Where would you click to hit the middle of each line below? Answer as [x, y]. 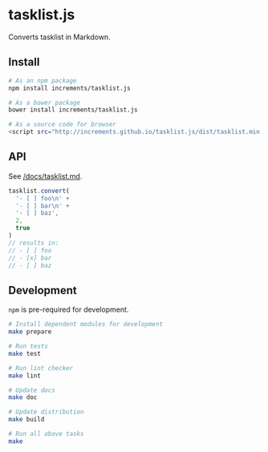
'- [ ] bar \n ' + [43, 206]
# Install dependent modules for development [85, 325]
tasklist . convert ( [39, 191]
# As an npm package [43, 81]
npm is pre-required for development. [69, 309]
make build [26, 420]
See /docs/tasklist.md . [45, 176]
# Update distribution [46, 412]
